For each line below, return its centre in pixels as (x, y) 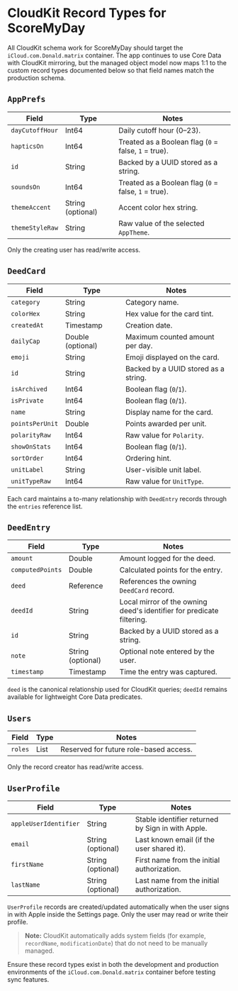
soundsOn (25, 187)
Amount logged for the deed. (168, 559)
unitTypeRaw (31, 481)
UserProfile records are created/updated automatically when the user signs (118, 907)
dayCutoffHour (35, 130)
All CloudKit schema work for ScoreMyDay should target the (95, 47)
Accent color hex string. (158, 207)
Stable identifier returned (177, 819)
